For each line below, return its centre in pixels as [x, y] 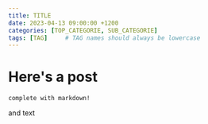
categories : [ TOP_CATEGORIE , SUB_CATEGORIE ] [83, 30]
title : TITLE [30, 15]
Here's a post [53, 77]
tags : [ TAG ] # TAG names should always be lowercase [104, 38]
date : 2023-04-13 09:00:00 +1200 [64, 23]
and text [22, 113]
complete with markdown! [49, 99]
